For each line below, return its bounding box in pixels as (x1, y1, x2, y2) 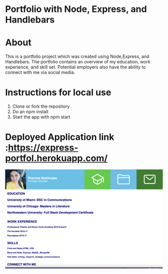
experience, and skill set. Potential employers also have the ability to (5, 64, 146, 70)
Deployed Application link (5, 131, 114, 143)
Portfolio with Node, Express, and (5, 3, 147, 15)
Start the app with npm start (12, 114, 70, 120)
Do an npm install (12, 109, 48, 115)
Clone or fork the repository (12, 103, 70, 109)
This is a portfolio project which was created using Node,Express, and (5, 53, 149, 59)
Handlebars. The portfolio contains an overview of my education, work (5, 59, 151, 65)
